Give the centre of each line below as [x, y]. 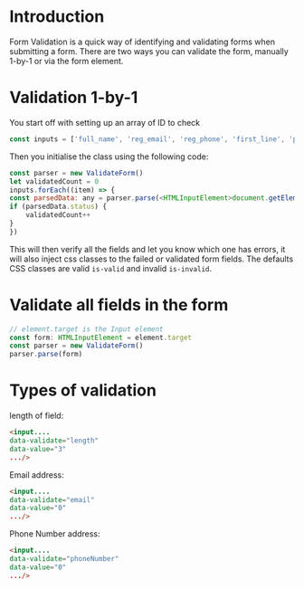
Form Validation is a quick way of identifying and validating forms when [142, 42]
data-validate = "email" [52, 499]
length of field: [37, 416]
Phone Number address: [55, 534]
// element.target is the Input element [87, 329]
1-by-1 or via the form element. [66, 61]
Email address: [37, 475]
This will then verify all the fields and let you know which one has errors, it [147, 249]
